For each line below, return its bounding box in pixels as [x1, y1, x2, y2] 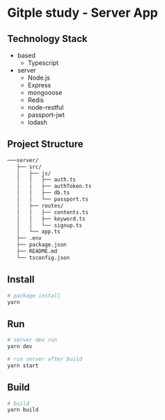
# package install [7, 292, 61, 299]
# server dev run [7, 337, 58, 344]
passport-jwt [27, 110, 65, 119]
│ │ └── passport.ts [16, 196, 89, 203]
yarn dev [7, 343, 33, 350]
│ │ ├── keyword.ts [16, 215, 86, 222]
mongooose [27, 89, 63, 96]
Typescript [27, 59, 59, 67]
